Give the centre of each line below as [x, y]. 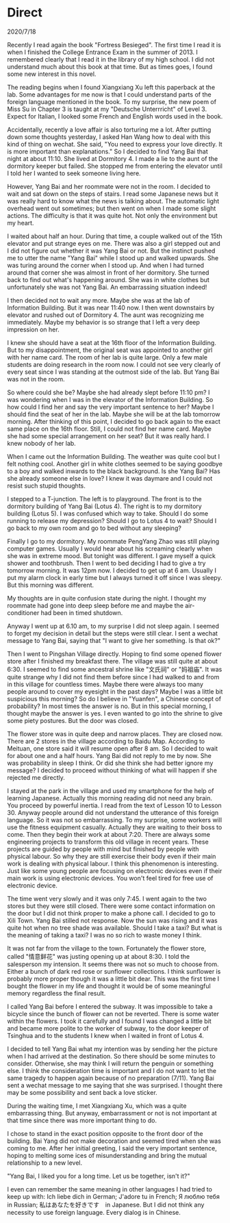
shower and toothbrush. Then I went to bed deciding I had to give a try [106, 563]
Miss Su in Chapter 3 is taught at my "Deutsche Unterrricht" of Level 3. [107, 109]
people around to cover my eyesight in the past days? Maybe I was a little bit [115, 691]
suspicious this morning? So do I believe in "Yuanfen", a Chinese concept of [114, 698]
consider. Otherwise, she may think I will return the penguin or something [111, 1063]
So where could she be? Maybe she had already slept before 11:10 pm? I [108, 392]
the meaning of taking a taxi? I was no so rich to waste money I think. [104, 935]
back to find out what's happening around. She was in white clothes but [108, 279]
